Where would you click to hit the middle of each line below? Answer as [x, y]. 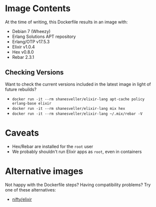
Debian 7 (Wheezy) [31, 31]
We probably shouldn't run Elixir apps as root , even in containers [77, 152]
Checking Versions [34, 73]
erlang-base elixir [32, 103]
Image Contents [38, 9]
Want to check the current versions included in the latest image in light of [78, 84]
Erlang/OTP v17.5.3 [31, 41]
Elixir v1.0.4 [23, 47]
